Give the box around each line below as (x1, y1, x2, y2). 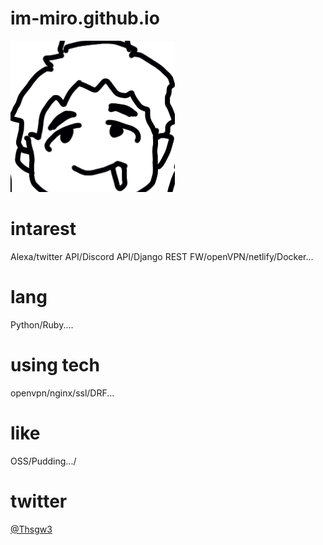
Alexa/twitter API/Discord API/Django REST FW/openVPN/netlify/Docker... (10, 250, 314, 262)
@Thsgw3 (10, 523, 53, 535)
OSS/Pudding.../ (10, 455, 77, 467)
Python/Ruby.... (10, 318, 74, 331)
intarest (10, 218, 77, 241)
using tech (10, 354, 101, 376)
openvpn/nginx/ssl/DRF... (10, 387, 115, 399)
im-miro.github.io (10, 7, 160, 30)
